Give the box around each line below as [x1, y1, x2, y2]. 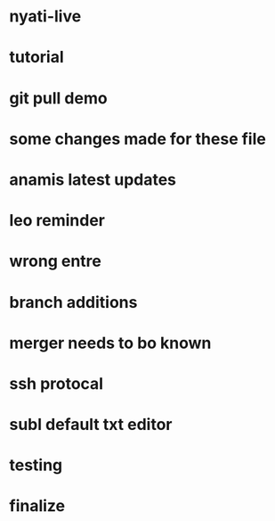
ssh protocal [9, 373, 104, 393]
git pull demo [9, 87, 109, 108]
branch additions [9, 292, 138, 312]
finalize [9, 496, 65, 517]
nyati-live [9, 6, 82, 27]
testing [9, 455, 63, 476]
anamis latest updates [9, 170, 176, 189]
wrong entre [9, 252, 102, 271]
